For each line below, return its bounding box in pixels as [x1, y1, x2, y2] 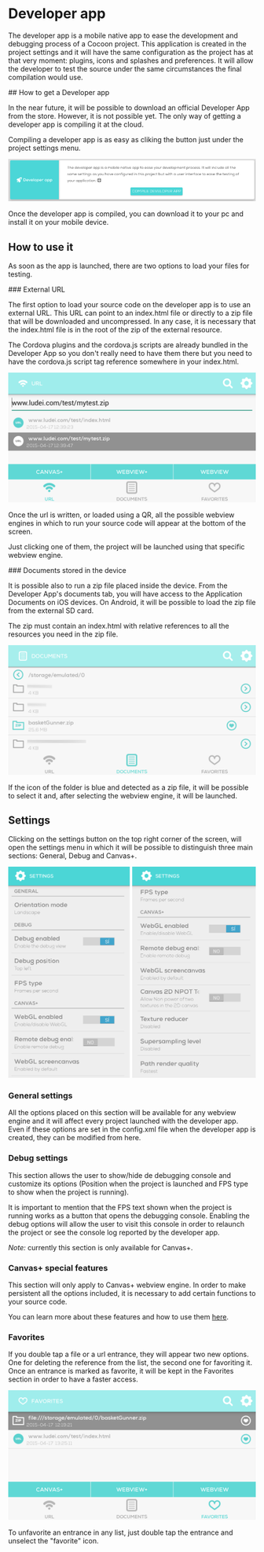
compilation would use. [8, 72, 84, 82]
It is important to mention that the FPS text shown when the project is [8, 1202, 233, 1212]
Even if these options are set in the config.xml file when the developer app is [8, 1125, 256, 1134]
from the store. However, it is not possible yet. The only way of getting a [8, 111, 241, 120]
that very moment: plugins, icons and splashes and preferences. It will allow [8, 56, 254, 65]
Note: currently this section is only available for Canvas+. [8, 1242, 193, 1252]
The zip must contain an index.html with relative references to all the [8, 621, 229, 630]
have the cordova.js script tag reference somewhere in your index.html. [8, 357, 240, 366]
